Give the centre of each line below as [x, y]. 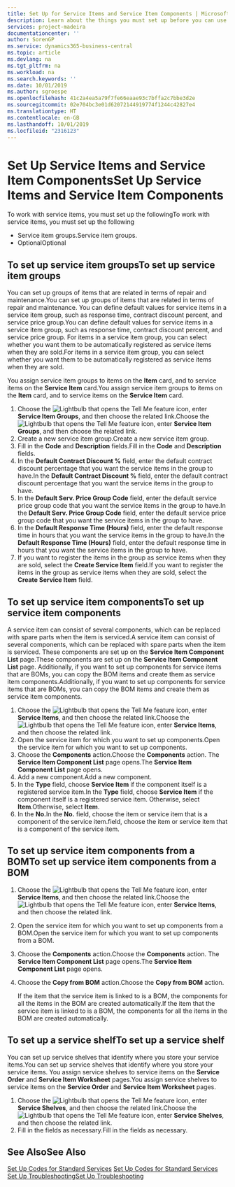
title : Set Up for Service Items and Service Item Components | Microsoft [119, 14]
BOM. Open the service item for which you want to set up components [118, 933]
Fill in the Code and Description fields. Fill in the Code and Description [119, 446]
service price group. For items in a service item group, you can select [107, 337]
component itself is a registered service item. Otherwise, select [108, 799]
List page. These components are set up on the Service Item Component [113, 659]
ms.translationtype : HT [42, 111]
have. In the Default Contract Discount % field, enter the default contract [122, 476]
